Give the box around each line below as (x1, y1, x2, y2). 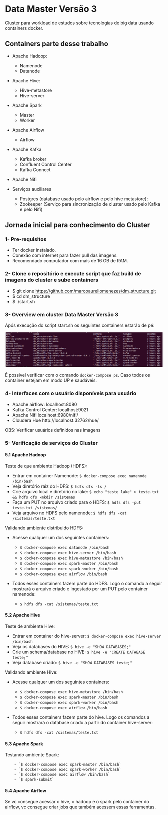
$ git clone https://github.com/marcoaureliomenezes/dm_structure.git (12, 288, 156, 294)
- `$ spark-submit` (14, 777, 55, 782)
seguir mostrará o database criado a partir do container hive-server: (12, 719, 153, 725)
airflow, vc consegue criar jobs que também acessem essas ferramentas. (5, 804, 156, 810)
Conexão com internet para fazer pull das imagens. (12, 252, 118, 258)
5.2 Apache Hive (5, 612, 41, 618)
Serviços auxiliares (12, 186, 51, 192)
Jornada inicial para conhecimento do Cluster (5, 221, 150, 229)
